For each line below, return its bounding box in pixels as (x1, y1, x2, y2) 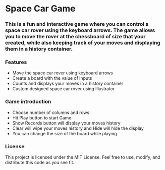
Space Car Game (5, 3, 76, 14)
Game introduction (5, 98, 51, 105)
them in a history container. (5, 46, 73, 53)
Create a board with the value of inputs (12, 75, 92, 81)
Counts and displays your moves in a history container (12, 80, 124, 87)
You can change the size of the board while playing (12, 130, 117, 136)
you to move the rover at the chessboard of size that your (5, 33, 146, 40)
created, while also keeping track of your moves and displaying (5, 39, 161, 46)
